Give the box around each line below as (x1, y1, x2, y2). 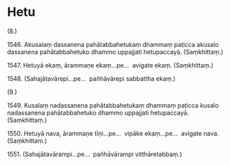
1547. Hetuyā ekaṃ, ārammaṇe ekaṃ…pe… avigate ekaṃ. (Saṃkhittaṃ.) (7, 61, 213, 69)
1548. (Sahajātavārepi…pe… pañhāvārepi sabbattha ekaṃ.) (7, 74, 176, 83)
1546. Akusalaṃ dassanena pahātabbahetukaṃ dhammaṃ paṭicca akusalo (7, 40, 219, 48)
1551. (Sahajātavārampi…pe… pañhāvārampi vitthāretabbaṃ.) (7, 150, 182, 158)
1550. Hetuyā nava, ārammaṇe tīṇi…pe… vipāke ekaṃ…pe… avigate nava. (7, 129, 219, 137)
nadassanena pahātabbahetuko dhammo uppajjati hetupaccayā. (7, 108, 189, 117)
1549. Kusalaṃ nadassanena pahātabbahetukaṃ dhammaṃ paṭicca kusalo (7, 101, 219, 109)
